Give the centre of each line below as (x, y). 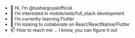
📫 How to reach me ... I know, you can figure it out (64, 30)
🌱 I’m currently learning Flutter (42, 19)
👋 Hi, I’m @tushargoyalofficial (41, 8)
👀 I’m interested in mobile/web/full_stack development (67, 13)
